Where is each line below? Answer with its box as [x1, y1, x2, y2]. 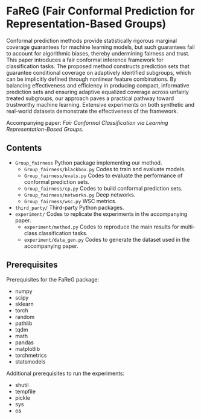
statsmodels [14, 358, 46, 365]
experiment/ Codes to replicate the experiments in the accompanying [14, 210, 188, 218]
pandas [14, 339, 34, 346]
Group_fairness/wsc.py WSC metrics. [24, 197, 117, 204]
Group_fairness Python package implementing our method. [14, 159, 162, 166]
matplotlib [14, 345, 40, 352]
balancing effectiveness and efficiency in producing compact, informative [6, 81, 190, 89]
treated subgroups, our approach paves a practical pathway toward [6, 95, 174, 102]
